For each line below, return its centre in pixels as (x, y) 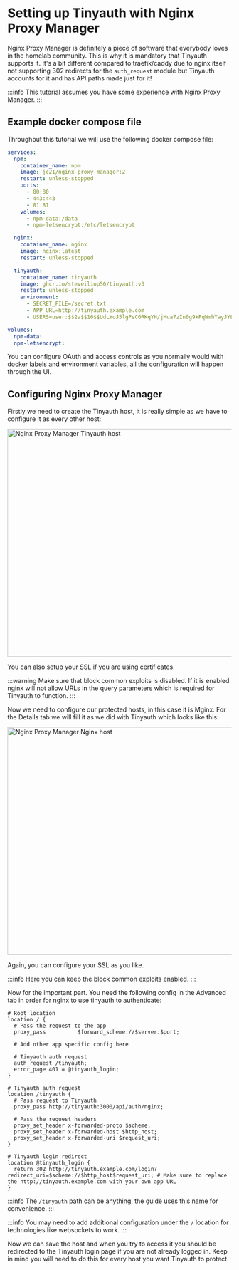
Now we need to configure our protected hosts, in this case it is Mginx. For (117, 709)
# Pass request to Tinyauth (55, 1101)
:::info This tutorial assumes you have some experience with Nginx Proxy (114, 92)
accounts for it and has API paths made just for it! (80, 78)
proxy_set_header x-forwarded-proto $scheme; (83, 1126)
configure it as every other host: (54, 419)
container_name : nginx (54, 245)
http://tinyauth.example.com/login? (103, 1170)
